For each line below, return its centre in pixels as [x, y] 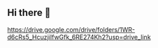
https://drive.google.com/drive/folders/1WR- [71, 29]
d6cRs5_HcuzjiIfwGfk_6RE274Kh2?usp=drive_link [79, 37]
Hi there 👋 [29, 13]
